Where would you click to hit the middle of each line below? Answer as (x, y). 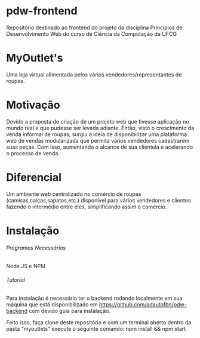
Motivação (33, 105)
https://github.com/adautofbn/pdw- (143, 305)
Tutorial (16, 279)
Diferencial (34, 177)
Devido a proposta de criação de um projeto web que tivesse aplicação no (98, 121)
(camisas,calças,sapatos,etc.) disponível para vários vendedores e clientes (99, 200)
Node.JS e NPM (26, 266)
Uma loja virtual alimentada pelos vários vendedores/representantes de (94, 74)
